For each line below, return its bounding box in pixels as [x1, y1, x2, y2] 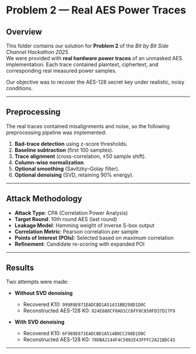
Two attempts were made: [6, 279, 69, 286]
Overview [6, 27, 43, 37]
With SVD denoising [14, 318, 65, 325]
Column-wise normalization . [14, 159, 86, 166]
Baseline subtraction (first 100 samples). [14, 146, 114, 153]
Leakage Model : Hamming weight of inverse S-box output [14, 222, 155, 229]
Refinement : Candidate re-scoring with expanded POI [14, 240, 145, 248]
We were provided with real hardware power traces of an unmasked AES [6, 55, 183, 61]
